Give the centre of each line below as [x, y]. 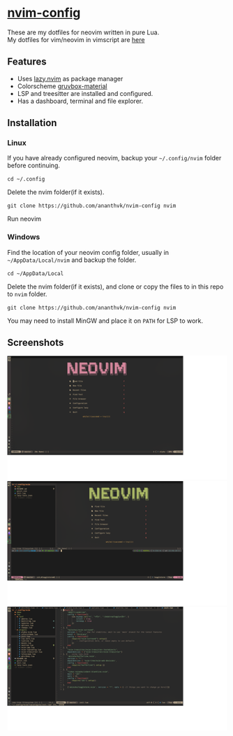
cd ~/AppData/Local [36, 273]
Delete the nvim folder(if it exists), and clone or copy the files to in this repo [115, 286]
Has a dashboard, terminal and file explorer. [80, 101]
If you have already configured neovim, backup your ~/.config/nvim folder [114, 158]
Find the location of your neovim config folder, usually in [88, 252]
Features [27, 62]
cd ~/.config [26, 179]
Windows [24, 237]
